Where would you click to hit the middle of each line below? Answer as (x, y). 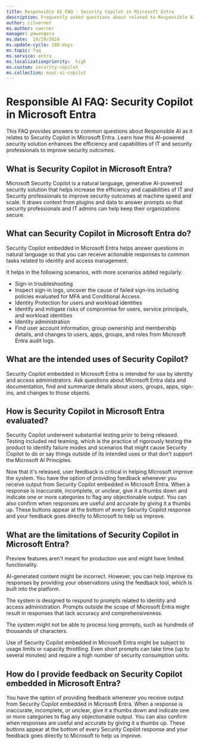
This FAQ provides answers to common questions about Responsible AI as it (99, 131)
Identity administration (42, 322)
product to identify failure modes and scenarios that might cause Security (97, 448)
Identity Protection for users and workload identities (79, 303)
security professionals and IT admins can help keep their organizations (93, 208)
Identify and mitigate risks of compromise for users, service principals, (101, 309)
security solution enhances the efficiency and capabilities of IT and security (99, 144)
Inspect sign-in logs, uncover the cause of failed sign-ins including (97, 290)
